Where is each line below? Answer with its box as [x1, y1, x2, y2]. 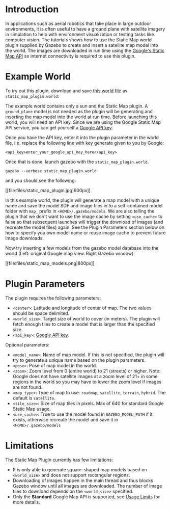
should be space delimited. [12, 310, 70, 316]
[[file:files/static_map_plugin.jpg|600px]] [5, 187, 91, 193]
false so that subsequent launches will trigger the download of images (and [5, 219, 163, 225]
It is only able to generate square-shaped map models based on [12, 466, 148, 472]
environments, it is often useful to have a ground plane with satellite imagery [5, 25, 165, 32]
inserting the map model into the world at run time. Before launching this [5, 114, 157, 120]
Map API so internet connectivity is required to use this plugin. [5, 52, 136, 59]
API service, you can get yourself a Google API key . [5, 124, 113, 130]
